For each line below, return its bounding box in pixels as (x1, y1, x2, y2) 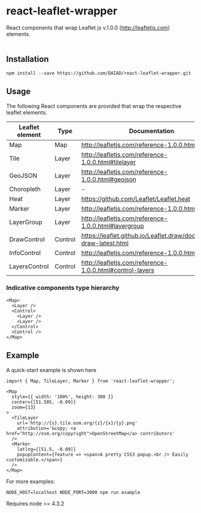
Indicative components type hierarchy (6, 284, 120, 292)
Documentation (129, 127, 175, 135)
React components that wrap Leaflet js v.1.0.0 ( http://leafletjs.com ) (6, 24, 170, 31)
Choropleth (9, 185, 41, 193)
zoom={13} (11, 404, 36, 410)
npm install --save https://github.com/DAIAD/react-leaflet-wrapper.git (6, 70, 191, 76)
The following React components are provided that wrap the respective (6, 102, 182, 109)
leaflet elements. (6, 109, 48, 116)
